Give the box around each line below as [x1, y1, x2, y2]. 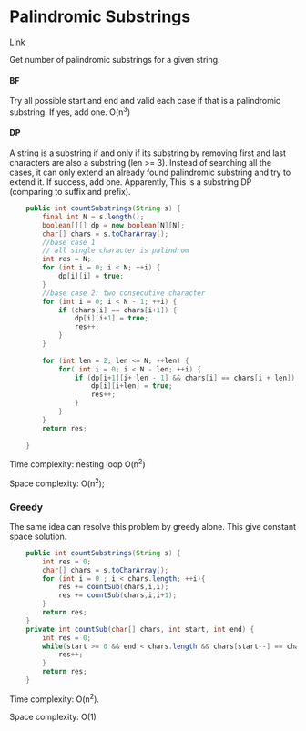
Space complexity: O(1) [9, 711, 97, 722]
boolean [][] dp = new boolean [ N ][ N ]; [42, 220, 185, 229]
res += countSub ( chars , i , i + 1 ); [57, 591, 178, 600]
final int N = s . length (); [42, 212, 145, 221]
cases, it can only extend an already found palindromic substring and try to [9, 167, 291, 178]
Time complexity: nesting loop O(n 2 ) [9, 457, 146, 470]
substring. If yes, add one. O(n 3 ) [9, 105, 130, 117]
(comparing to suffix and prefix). [9, 187, 131, 197]
